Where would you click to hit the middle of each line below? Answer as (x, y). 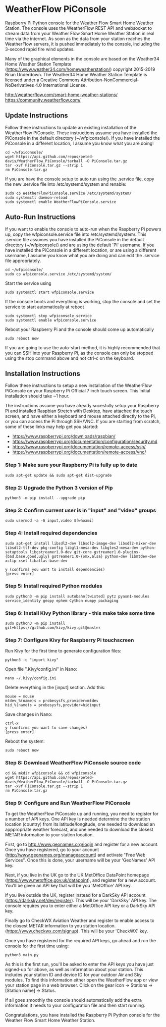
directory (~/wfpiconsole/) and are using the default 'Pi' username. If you (80, 245)
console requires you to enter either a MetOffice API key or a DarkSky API (80, 906)
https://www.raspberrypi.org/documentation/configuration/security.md (85, 441)
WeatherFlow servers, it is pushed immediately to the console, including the (83, 44)
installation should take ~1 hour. (37, 396)
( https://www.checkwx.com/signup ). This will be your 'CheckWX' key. (77, 931)
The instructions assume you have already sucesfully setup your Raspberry (82, 406)
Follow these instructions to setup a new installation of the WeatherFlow (79, 385)
